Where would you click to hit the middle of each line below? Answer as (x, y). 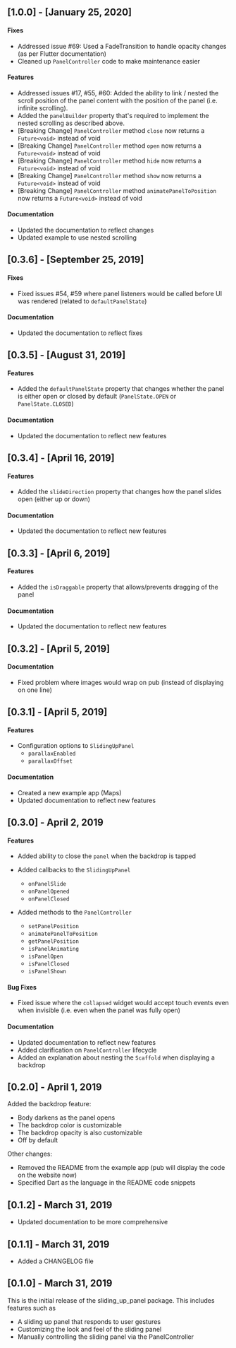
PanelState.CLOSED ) (45, 404)
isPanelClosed (49, 964)
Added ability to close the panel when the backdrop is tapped (106, 856)
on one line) (35, 690)
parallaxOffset (50, 761)
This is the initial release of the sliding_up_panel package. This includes (111, 1300)
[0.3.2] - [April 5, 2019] (59, 649)
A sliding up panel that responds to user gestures (89, 1321)
